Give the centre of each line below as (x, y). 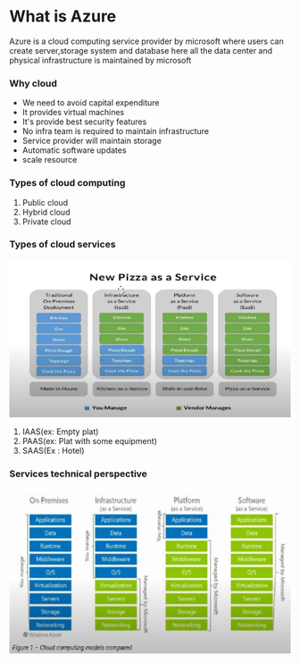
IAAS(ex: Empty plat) (60, 432)
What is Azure (63, 17)
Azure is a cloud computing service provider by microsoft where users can (146, 41)
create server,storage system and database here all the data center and (141, 50)
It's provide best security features (84, 122)
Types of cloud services (62, 245)
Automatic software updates (74, 150)
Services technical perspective (78, 474)
